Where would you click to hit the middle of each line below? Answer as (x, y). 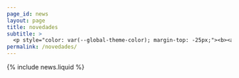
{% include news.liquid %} (46, 67)
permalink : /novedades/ (42, 47)
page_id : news (28, 14)
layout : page (26, 21)
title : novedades (32, 27)
